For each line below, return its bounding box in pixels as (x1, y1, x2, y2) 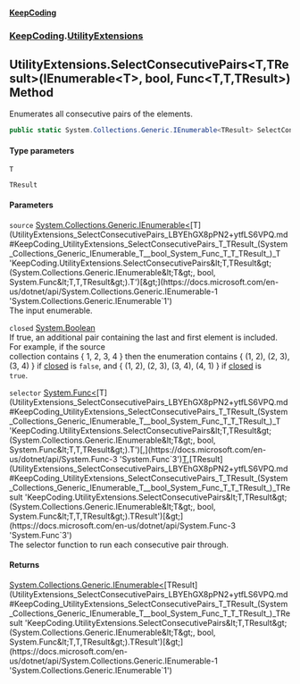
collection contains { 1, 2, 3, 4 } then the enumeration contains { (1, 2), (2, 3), (9, 350, 290, 361)
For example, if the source (9, 341, 105, 352)
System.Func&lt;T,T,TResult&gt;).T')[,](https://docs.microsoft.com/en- (9, 443, 266, 455)
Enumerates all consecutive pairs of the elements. (9, 108, 194, 120)
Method (9, 85, 54, 100)
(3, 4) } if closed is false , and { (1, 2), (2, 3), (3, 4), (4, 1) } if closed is (9, 360, 262, 371)
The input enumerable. (9, 305, 93, 316)
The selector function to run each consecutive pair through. (9, 539, 229, 550)
